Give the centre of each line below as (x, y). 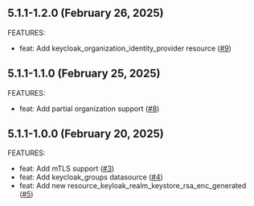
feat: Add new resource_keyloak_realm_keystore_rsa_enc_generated (133, 186)
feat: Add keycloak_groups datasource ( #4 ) (91, 177)
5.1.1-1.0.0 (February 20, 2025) (86, 134)
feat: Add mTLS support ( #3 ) (67, 169)
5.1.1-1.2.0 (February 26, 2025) (86, 13)
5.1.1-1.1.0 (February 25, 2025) (84, 74)
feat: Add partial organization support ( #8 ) (89, 109)
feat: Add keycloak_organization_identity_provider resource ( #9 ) (125, 48)
